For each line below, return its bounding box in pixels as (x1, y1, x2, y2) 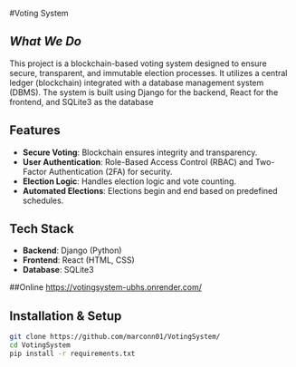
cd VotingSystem (9, 341, 71, 350)
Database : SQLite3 (22, 265, 94, 275)
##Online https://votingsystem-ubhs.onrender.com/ (9, 282, 202, 293)
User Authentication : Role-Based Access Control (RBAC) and (22, 156, 253, 167)
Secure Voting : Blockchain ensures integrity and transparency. (22, 147, 258, 158)
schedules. (22, 195, 64, 206)
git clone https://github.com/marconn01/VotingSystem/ (9, 333, 221, 342)
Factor (22, 166, 47, 177)
